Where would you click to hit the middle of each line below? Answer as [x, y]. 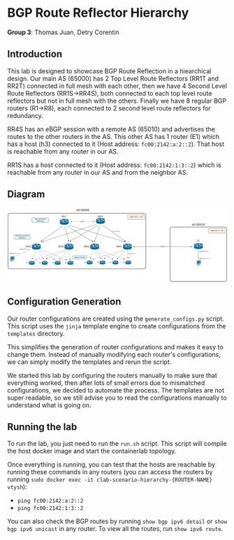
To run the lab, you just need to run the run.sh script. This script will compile [117, 444]
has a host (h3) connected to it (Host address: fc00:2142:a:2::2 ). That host [116, 144]
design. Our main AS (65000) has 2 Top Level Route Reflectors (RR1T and [113, 78]
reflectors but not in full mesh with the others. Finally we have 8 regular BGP [117, 101]
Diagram [26, 195]
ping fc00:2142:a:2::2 [50, 501]
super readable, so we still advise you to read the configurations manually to [117, 397]
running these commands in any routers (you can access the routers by [110, 472]
